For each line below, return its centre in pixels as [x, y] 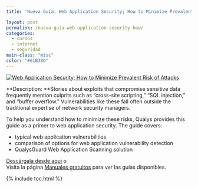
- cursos [22, 39]
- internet [25, 44]
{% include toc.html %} [34, 178]
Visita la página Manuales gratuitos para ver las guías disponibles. [86, 167]
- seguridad [26, 50]
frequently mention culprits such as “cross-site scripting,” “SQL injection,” [96, 95]
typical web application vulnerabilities [60, 137]
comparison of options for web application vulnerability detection [94, 143]
